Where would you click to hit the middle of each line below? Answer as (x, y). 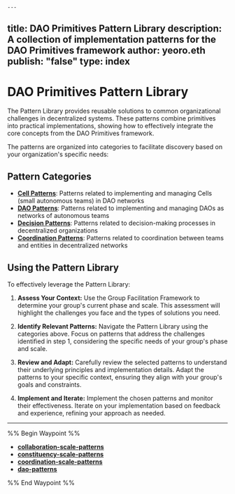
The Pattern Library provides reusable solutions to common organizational (114, 111)
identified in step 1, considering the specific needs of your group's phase (122, 341)
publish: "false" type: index (69, 61)
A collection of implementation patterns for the (112, 40)
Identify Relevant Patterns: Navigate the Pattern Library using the (113, 326)
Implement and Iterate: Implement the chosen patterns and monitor (115, 398)
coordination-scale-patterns (60, 461)
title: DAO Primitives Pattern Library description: (115, 29)
